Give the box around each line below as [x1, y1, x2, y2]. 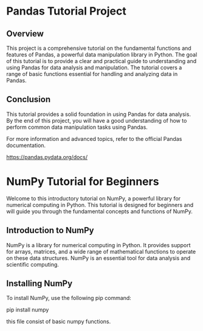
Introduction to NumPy [6, 225, 94, 236]
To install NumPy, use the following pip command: [6, 295, 132, 302]
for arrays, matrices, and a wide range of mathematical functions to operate [6, 248, 196, 255]
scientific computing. [6, 261, 60, 268]
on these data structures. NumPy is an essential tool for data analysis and [6, 254, 191, 262]
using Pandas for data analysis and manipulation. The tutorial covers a [6, 64, 182, 71]
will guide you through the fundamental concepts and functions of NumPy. [6, 208, 193, 215]
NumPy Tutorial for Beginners [6, 175, 159, 188]
